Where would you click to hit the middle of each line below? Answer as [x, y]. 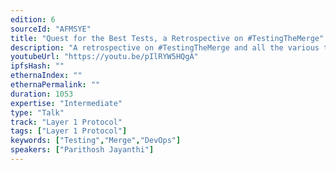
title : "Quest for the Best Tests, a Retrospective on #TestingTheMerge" [167, 38]
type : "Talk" [37, 112]
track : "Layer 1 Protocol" [66, 122]
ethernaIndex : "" [46, 76]
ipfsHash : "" [37, 66]
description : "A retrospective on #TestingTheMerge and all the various [165, 47]
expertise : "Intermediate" [66, 103]
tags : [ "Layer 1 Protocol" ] [69, 131]
